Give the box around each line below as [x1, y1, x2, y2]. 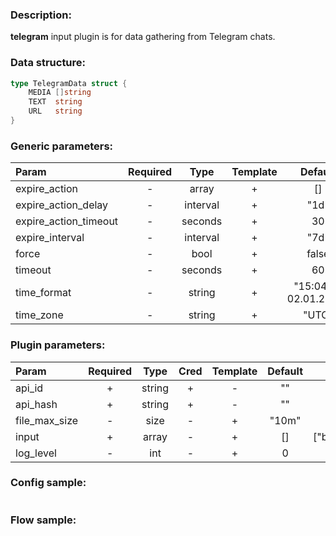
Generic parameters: [10, 139, 114, 153]
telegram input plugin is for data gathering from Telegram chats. [10, 31, 276, 43]
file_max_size [15, 413, 79, 427]
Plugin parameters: [10, 338, 106, 352]
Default [267, 364, 304, 378]
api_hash [15, 397, 58, 411]
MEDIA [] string [28, 88, 92, 98]
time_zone [15, 308, 64, 322]
